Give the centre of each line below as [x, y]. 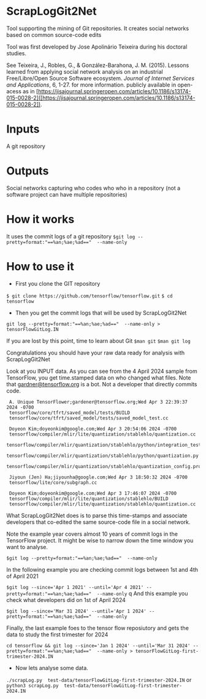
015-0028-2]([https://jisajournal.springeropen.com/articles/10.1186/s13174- [101, 98]
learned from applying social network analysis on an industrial [85, 71]
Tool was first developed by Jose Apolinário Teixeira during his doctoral [97, 47]
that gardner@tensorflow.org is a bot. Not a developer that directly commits [102, 384]
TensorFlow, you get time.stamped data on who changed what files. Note [99, 377]
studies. [16, 53]
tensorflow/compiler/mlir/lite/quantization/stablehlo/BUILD [89, 499]
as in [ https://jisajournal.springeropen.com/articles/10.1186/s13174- [107, 91]
